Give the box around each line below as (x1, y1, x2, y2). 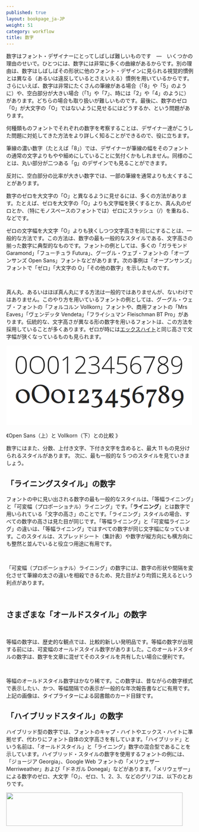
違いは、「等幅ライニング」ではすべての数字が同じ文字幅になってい (21, 525, 185, 532)
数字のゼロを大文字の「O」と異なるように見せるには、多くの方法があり (6, 192, 182, 199)
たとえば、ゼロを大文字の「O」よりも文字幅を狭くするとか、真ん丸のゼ (15, 200, 192, 207)
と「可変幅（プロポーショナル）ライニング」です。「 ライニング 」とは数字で (6, 503, 191, 510)
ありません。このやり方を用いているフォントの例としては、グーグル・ (11, 296, 183, 303)
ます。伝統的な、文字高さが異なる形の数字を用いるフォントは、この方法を (11, 318, 193, 325)
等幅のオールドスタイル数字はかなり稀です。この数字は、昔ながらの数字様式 (6, 677, 193, 684)
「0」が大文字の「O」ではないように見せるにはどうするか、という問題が (6, 105, 185, 112)
